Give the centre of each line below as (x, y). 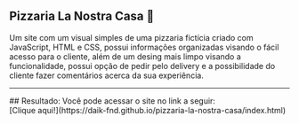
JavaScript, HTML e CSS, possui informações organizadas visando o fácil (144, 47)
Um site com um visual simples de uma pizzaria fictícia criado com (131, 37)
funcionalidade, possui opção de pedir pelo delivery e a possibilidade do (142, 66)
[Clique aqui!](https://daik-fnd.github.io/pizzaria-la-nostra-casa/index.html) (148, 110)
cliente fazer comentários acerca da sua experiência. (107, 75)
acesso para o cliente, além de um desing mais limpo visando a (125, 56)
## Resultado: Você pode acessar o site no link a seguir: (113, 101)
